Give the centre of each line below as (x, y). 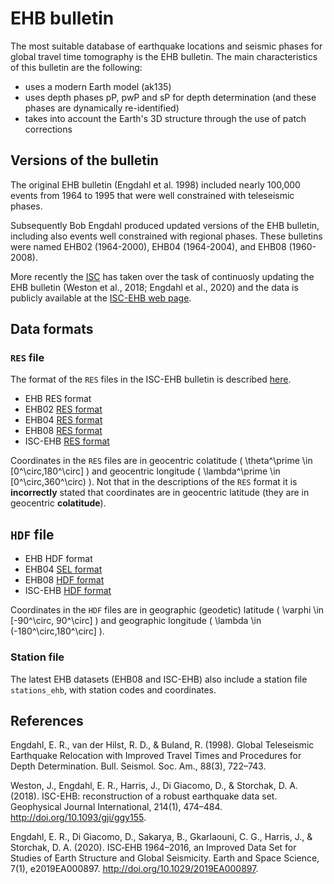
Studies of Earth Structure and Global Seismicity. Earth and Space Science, (165, 858)
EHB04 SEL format (63, 569)
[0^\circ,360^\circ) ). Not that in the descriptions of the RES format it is (154, 482)
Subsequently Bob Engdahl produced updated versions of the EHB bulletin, (165, 225)
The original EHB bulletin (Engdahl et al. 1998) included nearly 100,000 (155, 184)
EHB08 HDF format (64, 580)
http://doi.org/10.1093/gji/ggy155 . (78, 818)
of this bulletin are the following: (76, 67)
